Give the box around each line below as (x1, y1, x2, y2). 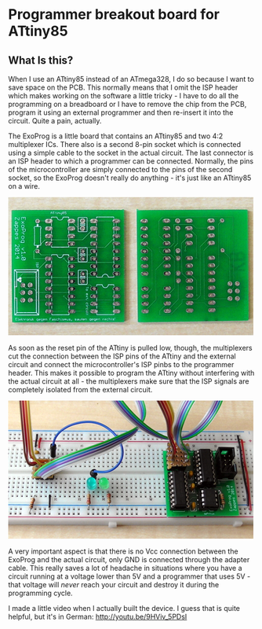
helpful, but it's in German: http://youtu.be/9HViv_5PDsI (8, 612, 187, 621)
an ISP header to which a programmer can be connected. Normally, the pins (8, 156, 253, 166)
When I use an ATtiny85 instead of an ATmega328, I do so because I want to (8, 75, 255, 83)
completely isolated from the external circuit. (8, 385, 153, 394)
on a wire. (8, 182, 41, 190)
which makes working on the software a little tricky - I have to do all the (8, 91, 239, 100)
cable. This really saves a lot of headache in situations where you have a (8, 564, 242, 572)
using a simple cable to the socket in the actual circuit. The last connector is (8, 148, 253, 157)
